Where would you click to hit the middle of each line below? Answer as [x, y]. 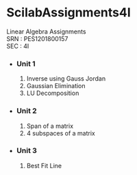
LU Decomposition [53, 93]
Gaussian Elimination [56, 86]
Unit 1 [26, 64]
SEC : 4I [18, 46]
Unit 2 [26, 111]
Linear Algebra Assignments [46, 31]
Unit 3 [26, 150]
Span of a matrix [50, 126]
